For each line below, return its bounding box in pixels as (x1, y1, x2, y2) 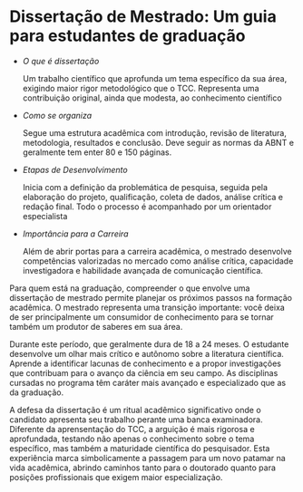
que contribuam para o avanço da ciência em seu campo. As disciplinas (9, 367, 279, 378)
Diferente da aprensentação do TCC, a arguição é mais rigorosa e (9, 423, 256, 434)
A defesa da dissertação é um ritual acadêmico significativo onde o (9, 404, 261, 415)
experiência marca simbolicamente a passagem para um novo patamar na (9, 452, 286, 463)
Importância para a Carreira (22, 228, 129, 239)
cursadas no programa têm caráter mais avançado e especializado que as (9, 377, 287, 388)
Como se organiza (22, 110, 93, 121)
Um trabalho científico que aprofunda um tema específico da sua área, (22, 72, 288, 83)
